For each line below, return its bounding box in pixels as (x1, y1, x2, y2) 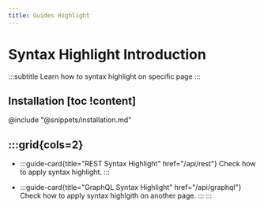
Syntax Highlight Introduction (8, 45, 207, 63)
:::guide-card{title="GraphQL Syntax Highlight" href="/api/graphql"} (19, 183, 242, 192)
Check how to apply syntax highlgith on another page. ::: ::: (19, 191, 213, 201)
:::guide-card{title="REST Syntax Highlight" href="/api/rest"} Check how (19, 159, 256, 169)
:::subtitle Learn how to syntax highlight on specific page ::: (8, 72, 202, 81)
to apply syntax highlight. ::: (19, 167, 111, 177)
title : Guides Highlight (8, 11, 90, 20)
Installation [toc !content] (8, 94, 137, 107)
